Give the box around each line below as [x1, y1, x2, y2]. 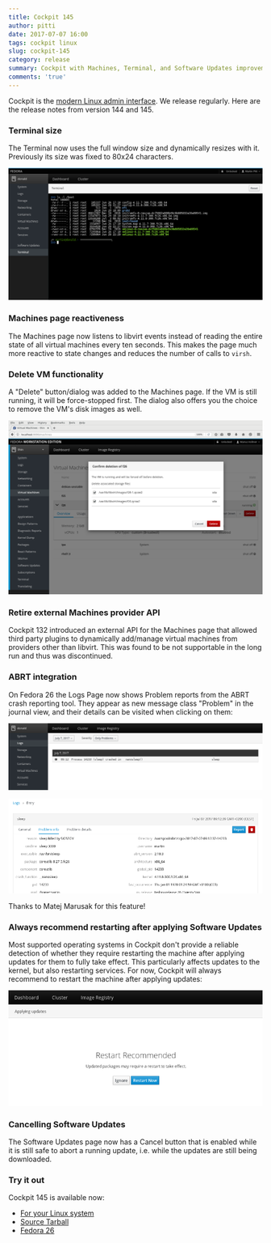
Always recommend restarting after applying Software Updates [8, 921, 262, 932]
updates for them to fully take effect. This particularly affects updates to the [8, 957, 261, 967]
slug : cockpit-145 [8, 47, 70, 56]
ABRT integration [8, 672, 77, 683]
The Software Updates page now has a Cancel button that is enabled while [8, 1137, 257, 1147]
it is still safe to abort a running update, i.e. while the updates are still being [8, 1146, 257, 1156]
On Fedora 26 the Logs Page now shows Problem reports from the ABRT [8, 689, 250, 699]
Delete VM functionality [8, 368, 104, 380]
